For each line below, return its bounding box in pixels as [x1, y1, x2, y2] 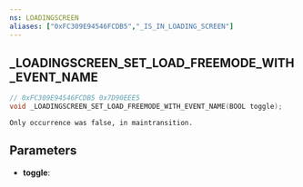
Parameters [9, 143, 77, 159]
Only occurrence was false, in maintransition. [9, 119, 194, 128]
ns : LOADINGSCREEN [9, 13, 79, 23]
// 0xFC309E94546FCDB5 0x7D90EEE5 [9, 93, 141, 103]
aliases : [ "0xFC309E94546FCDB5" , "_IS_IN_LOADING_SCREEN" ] [9, 22, 234, 31]
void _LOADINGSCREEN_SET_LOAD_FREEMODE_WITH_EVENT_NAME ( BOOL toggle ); [9, 102, 283, 112]
